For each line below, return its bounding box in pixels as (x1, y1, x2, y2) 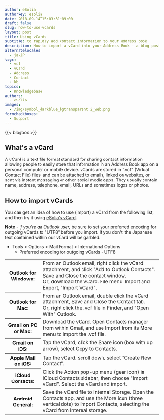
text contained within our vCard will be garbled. (5, 235, 101, 240)
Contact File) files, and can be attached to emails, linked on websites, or (5, 172, 150, 178)
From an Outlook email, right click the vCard (42, 260, 143, 267)
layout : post (5, 30, 32, 35)
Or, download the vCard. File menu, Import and (42, 279, 150, 285)
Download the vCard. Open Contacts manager (42, 319, 149, 325)
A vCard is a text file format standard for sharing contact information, (5, 157, 144, 162)
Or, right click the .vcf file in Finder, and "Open (42, 304, 149, 311)
